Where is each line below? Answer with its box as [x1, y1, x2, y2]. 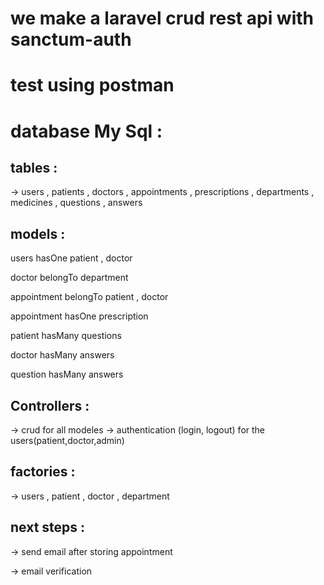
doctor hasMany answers [10, 349, 115, 361]
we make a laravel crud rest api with [10, 7, 314, 30]
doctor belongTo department [10, 272, 129, 284]
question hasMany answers [10, 368, 124, 381]
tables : [10, 159, 58, 176]
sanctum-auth [10, 28, 132, 51]
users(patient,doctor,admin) [10, 435, 125, 446]
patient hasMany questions [10, 330, 122, 342]
